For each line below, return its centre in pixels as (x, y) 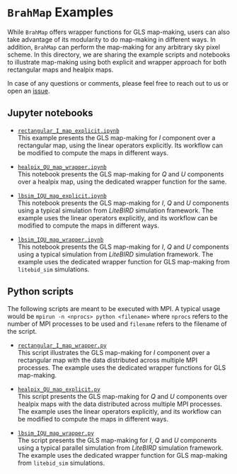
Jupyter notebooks (50, 113)
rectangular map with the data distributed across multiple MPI (108, 360)
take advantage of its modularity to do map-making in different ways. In (111, 39)
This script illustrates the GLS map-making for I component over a (114, 352)
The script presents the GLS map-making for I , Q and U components (117, 440)
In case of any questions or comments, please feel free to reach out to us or (118, 83)
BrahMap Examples (60, 12)
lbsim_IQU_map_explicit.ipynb (62, 196)
